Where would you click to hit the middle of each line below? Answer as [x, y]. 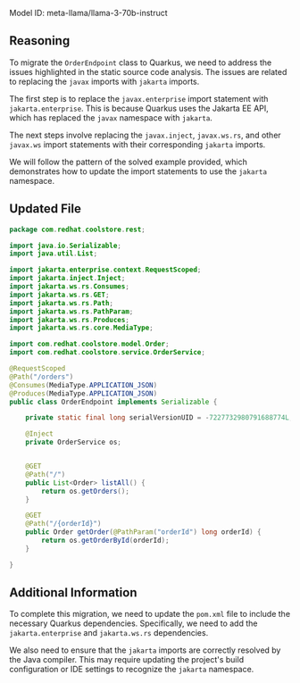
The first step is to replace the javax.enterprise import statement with [139, 98]
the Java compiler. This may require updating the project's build [126, 660]
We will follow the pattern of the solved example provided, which [128, 162]
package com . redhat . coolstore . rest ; [77, 229]
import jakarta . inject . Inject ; [67, 279]
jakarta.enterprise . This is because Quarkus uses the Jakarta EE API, [139, 108]
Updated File [46, 209]
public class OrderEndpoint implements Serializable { [113, 402]
